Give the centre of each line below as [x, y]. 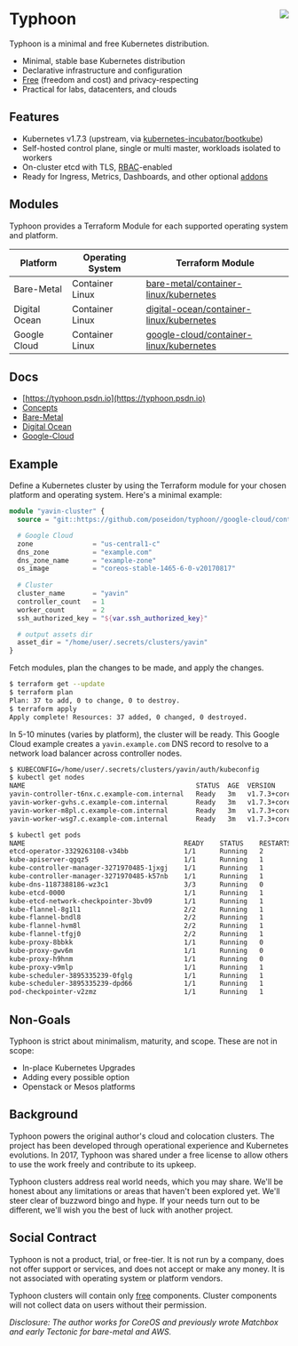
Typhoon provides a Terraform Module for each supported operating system [149, 226]
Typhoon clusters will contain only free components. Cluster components [143, 1295]
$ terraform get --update [57, 685]
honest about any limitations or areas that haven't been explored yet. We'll [145, 1190]
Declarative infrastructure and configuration [102, 70]
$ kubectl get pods [45, 835]
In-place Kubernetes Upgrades [78, 1068]
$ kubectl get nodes [47, 778]
